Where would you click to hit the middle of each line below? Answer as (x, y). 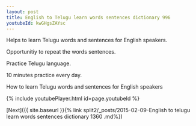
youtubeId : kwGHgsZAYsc (36, 23)
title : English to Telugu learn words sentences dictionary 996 (88, 17)
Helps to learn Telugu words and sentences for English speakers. (87, 40)
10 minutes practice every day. (44, 75)
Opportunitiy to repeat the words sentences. (61, 52)
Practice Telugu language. (38, 63)
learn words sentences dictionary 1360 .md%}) (65, 117)
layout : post (23, 12)
